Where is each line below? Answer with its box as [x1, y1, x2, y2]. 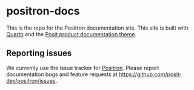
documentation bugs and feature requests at [6, 71, 118, 78]
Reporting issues [6, 48, 72, 59]
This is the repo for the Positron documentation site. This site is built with [6, 24, 189, 31]
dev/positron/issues [6, 77, 56, 84]
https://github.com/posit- [119, 71, 182, 78]
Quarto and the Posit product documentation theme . [6, 30, 137, 37]
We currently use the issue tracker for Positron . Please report [6, 64, 159, 71]
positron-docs [6, 4, 80, 18]
